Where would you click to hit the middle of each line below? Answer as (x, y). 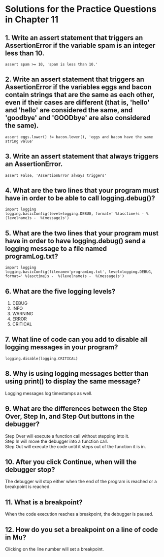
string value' (20, 141)
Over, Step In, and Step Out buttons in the (70, 416)
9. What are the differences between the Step (76, 409)
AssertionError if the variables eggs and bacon (78, 87)
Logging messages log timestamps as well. (49, 393)
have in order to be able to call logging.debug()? (80, 198)
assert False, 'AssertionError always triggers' (56, 175)
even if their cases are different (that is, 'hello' (78, 103)
